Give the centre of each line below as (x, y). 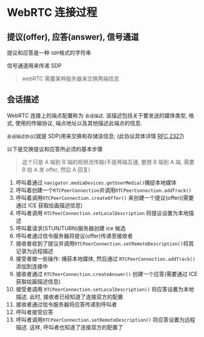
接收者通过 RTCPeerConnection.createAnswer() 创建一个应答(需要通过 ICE (107, 274)
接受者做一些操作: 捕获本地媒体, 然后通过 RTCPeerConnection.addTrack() (106, 258)
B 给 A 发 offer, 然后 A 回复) (56, 169)
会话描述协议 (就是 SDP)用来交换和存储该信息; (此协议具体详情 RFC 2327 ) (96, 136)
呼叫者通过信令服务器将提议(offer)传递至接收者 (74, 236)
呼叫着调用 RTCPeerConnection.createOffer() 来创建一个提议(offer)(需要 (105, 197)
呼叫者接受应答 (34, 312)
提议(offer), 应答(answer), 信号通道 (73, 37)
